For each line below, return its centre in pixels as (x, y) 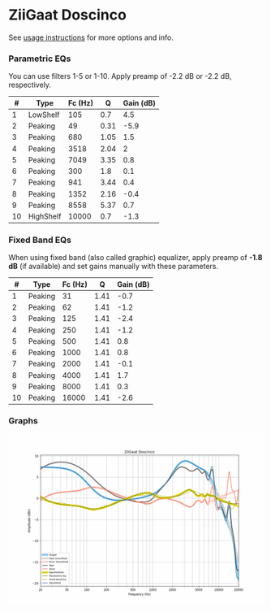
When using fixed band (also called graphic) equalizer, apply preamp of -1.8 (135, 258)
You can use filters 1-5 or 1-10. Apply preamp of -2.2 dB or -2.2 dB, (120, 76)
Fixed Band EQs (40, 240)
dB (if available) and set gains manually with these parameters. (114, 267)
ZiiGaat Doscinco (68, 15)
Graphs (23, 421)
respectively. (30, 85)
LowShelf (44, 115)
